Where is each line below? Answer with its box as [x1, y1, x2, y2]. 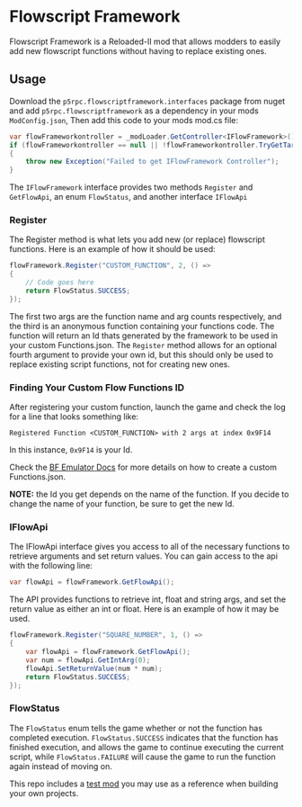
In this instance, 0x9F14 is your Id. [9, 444, 133, 455]
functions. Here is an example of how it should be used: [9, 244, 216, 255]
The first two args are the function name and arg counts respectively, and [9, 310, 282, 321]
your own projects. [9, 787, 79, 798]
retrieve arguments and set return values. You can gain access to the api [9, 551, 279, 561]
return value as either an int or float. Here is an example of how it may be [9, 604, 280, 614]
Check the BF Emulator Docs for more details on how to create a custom [9, 462, 277, 473]
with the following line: [9, 560, 93, 571]
